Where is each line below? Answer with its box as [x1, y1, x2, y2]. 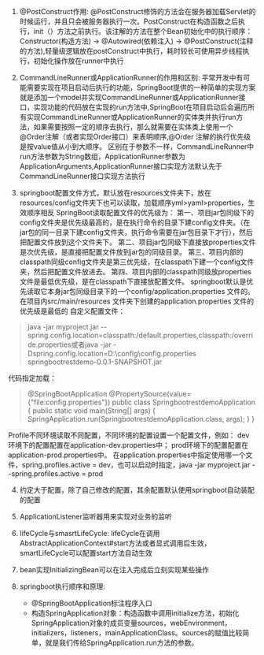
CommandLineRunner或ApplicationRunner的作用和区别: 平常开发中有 [19, 73, 244, 82]
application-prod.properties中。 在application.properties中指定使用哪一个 [8, 450, 246, 460]
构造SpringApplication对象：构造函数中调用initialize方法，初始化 [31, 608, 240, 617]
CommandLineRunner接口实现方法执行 [19, 172, 145, 180]
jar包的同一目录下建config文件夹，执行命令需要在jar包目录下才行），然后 [19, 228, 253, 236]
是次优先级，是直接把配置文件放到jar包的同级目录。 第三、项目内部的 [19, 247, 244, 256]
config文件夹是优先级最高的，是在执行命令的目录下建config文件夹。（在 [19, 218, 251, 227]
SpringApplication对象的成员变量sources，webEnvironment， [31, 618, 232, 627]
